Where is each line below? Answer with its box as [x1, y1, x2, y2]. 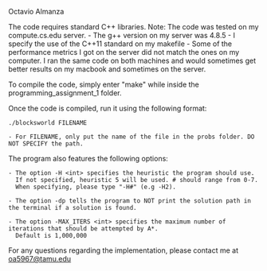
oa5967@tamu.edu [8, 254, 72, 263]
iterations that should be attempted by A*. [8, 225, 159, 233]
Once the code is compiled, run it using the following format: [8, 103, 207, 113]
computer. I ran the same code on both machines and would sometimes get [8, 56, 257, 65]
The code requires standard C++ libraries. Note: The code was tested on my [8, 22, 259, 31]
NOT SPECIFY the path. [8, 140, 84, 148]
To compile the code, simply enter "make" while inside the [8, 79, 199, 89]
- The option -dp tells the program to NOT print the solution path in [8, 197, 251, 205]
